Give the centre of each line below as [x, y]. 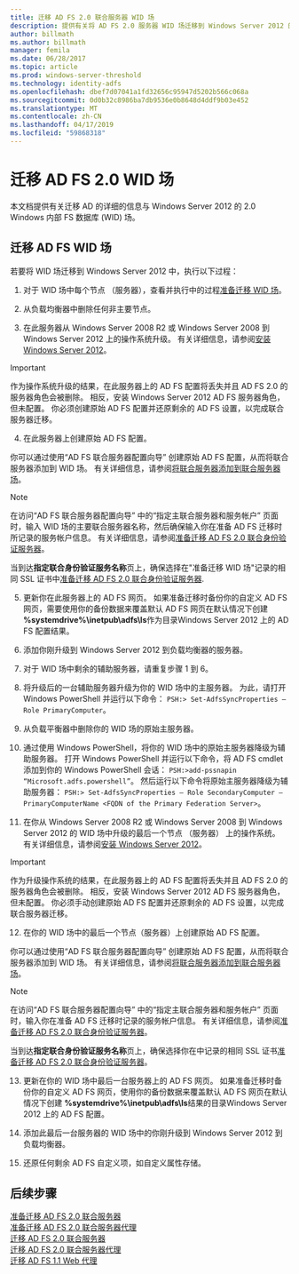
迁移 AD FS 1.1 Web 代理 [54, 1261]
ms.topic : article [44, 68]
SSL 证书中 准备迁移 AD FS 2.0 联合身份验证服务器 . [112, 578]
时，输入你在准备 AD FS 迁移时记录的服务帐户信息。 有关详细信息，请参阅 [145, 1020]
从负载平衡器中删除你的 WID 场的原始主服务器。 [110, 729]
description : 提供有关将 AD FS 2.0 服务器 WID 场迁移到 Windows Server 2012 [147, 26]
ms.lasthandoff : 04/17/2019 [62, 125]
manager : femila [40, 51]
